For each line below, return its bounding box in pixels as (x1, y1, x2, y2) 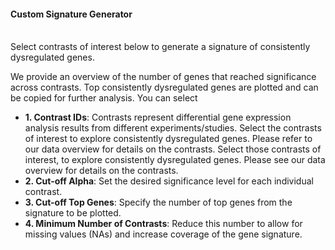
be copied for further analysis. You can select (10, 92, 198, 104)
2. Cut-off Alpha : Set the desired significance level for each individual (24, 175, 314, 187)
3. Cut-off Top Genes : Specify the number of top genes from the (24, 196, 293, 209)
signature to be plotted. (24, 207, 122, 219)
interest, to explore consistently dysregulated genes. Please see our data (24, 154, 326, 166)
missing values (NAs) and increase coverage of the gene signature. (24, 228, 303, 240)
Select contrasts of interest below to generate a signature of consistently (10, 41, 311, 53)
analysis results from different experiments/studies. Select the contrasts (24, 122, 322, 134)
